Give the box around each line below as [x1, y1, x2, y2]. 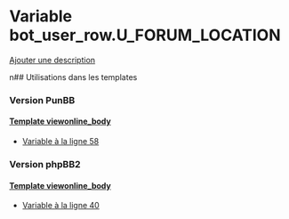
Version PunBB [9, 93, 76, 106]
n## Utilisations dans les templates [9, 71, 138, 82]
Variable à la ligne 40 [21, 200, 100, 211]
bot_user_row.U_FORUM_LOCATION [9, 25, 282, 45]
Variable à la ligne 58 [21, 136, 100, 147]
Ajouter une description [9, 54, 96, 65]
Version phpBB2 [9, 158, 82, 170]
